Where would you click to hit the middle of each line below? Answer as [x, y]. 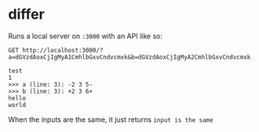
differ [26, 14]
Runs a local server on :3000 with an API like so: [86, 36]
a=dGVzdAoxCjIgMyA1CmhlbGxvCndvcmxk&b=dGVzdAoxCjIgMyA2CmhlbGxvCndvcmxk [129, 57]
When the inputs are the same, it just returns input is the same [111, 120]
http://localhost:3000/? [63, 50]
